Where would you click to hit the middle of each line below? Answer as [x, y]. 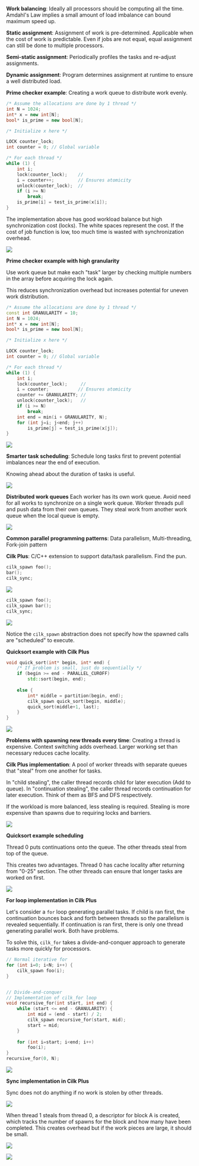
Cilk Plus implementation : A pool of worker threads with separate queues [97, 765]
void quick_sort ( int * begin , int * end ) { [58, 662]
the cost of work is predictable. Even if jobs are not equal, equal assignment [99, 39]
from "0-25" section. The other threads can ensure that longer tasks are [94, 871]
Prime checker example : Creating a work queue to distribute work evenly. [97, 93]
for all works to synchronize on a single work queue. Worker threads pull [95, 503]
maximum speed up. [31, 21]
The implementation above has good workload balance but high [84, 219]
